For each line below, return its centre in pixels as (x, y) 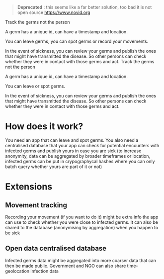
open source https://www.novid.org (54, 12)
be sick (13, 233)
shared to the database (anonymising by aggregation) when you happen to (82, 227)
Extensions (29, 187)
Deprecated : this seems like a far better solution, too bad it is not (84, 7)
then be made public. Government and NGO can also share (66, 266)
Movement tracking (36, 205)
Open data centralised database (56, 248)
